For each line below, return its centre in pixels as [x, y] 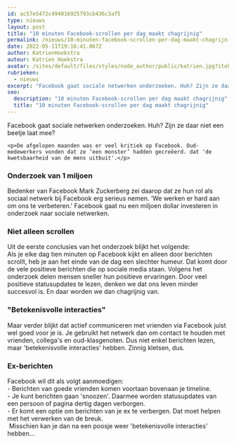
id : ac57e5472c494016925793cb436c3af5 [64, 14]
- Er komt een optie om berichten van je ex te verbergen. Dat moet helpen [114, 411]
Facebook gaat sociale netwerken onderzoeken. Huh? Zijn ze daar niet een [116, 125]
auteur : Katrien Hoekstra [45, 60]
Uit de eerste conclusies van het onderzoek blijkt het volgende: [99, 247]
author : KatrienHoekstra [44, 53]
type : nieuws [26, 20]
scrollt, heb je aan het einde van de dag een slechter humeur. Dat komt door [117, 262]
